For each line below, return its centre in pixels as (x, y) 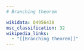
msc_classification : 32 (36, 28)
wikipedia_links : (28, 33)
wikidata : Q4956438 (30, 22)
